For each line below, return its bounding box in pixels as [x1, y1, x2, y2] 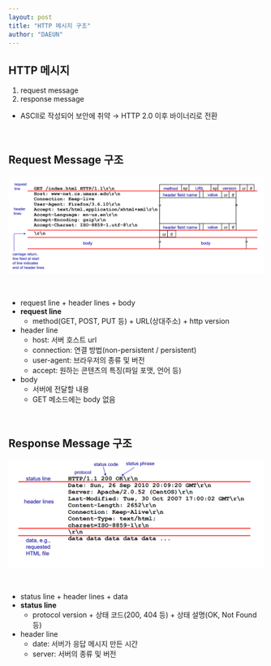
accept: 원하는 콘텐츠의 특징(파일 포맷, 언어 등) [32, 366, 182, 376]
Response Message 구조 [8, 436, 132, 451]
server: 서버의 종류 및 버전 [32, 649, 117, 659]
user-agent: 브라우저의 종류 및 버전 [32, 355, 145, 365]
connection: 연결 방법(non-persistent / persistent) [32, 346, 197, 355]
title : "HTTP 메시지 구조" [8, 21, 92, 30]
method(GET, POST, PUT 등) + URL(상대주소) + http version [32, 316, 230, 326]
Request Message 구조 [8, 153, 124, 167]
